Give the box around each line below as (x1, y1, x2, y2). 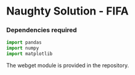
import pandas (6, 39, 42, 46)
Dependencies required (6, 26, 77, 34)
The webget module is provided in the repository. (6, 62, 129, 69)
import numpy (6, 45, 39, 51)
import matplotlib (6, 51, 53, 57)
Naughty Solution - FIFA (6, 4, 129, 18)
